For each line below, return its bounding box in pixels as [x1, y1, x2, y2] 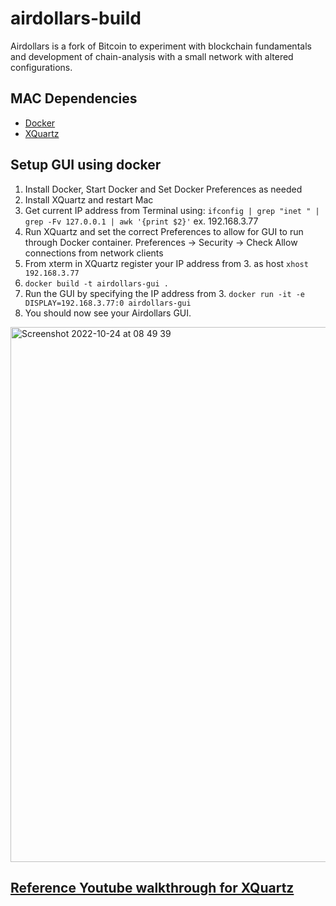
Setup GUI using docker [10, 157, 162, 174]
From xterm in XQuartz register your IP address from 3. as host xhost [24, 257, 309, 269]
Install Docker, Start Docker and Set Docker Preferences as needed [24, 183, 303, 195]
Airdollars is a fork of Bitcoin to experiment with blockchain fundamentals [10, 40, 312, 52]
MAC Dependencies [10, 90, 138, 107]
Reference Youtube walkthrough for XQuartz [10, 879, 295, 896]
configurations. [10, 61, 73, 73]
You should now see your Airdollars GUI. [24, 307, 192, 319]
